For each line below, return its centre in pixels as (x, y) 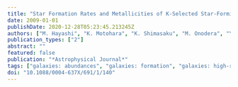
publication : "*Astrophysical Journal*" (68, 60)
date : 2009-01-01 (33, 20)
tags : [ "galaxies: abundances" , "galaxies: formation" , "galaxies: (109, 66)
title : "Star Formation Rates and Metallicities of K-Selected (103, 14)
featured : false (31, 53)
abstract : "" (27, 46)
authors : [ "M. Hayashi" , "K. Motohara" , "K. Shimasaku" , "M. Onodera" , (115, 33)
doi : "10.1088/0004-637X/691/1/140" (61, 72)
